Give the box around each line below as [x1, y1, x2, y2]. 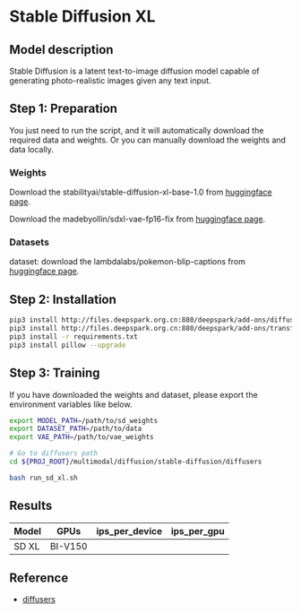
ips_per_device [96, 524, 163, 537]
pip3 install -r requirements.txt [9, 332, 139, 341]
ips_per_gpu [170, 524, 226, 537]
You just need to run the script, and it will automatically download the [9, 125, 264, 135]
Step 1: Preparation [9, 101, 118, 117]
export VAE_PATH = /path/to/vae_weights [9, 433, 154, 442]
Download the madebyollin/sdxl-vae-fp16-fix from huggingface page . [9, 213, 266, 225]
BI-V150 [49, 540, 88, 552]
